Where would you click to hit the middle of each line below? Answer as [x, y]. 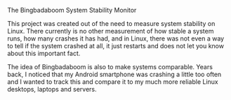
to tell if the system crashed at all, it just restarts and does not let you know [116, 46]
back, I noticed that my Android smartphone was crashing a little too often [114, 74]
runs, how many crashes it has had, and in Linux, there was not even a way [116, 38]
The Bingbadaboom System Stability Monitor [72, 10]
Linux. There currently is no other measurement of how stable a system [111, 31]
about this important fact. [44, 53]
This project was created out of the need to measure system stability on [111, 23]
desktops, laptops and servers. [52, 89]
